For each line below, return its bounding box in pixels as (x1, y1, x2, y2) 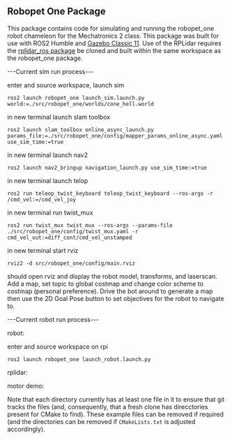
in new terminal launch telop (7, 176, 88, 184)
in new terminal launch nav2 (7, 150, 88, 159)
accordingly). (7, 425, 45, 433)
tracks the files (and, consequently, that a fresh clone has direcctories (7, 402, 208, 411)
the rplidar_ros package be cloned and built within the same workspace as (7, 46, 222, 54)
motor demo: (7, 381, 45, 390)
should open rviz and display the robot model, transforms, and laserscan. (7, 272, 218, 280)
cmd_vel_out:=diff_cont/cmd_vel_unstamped (7, 234, 132, 241)
